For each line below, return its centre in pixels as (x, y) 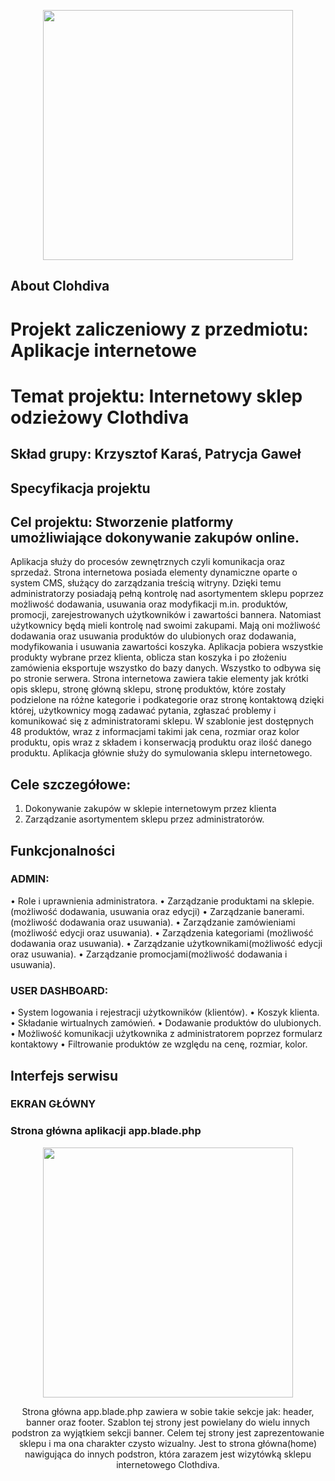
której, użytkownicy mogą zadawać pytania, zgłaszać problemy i (143, 711)
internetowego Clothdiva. (168, 1464)
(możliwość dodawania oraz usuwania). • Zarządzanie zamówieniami (153, 922)
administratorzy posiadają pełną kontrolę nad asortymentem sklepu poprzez (167, 594)
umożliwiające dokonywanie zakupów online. (155, 537)
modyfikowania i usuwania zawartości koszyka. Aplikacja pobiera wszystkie (167, 647)
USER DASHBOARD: (59, 990)
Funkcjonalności (63, 850)
